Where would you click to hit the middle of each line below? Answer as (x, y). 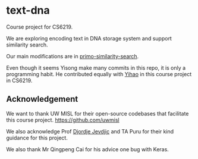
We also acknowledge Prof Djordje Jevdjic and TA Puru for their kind (90, 131)
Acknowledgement (42, 99)
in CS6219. (19, 80)
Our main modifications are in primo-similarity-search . (73, 56)
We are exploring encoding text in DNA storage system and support (89, 38)
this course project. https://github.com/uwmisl (63, 120)
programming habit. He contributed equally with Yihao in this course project (99, 74)
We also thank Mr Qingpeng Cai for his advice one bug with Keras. (88, 149)
